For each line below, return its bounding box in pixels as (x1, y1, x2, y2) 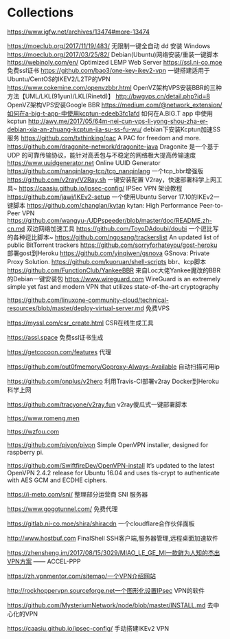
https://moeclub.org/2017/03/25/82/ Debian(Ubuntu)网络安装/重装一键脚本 (7, 50, 219, 58)
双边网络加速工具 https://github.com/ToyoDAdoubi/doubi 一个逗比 (26, 224, 213, 232)
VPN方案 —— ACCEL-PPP (7, 557, 81, 565)
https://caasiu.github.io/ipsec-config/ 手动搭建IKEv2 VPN (7, 624, 170, 632)
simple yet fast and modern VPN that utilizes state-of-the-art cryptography (7, 282, 220, 290)
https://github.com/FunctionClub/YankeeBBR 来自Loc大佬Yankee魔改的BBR (7, 266, 221, 274)
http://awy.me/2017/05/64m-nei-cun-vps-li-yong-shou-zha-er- (28, 117, 208, 125)
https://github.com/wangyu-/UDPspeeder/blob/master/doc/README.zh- (7, 216, 213, 224)
